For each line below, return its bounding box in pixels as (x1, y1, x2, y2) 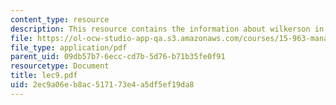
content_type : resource (10, 14, 110, 25)
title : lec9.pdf (10, 71, 78, 81)
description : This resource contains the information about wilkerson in (10, 24, 325, 34)
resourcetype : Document (10, 61, 110, 71)
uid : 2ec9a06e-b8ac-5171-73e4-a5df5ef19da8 (10, 80, 195, 90)
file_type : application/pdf (10, 42, 128, 53)
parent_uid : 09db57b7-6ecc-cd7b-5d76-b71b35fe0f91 (10, 52, 226, 62)
